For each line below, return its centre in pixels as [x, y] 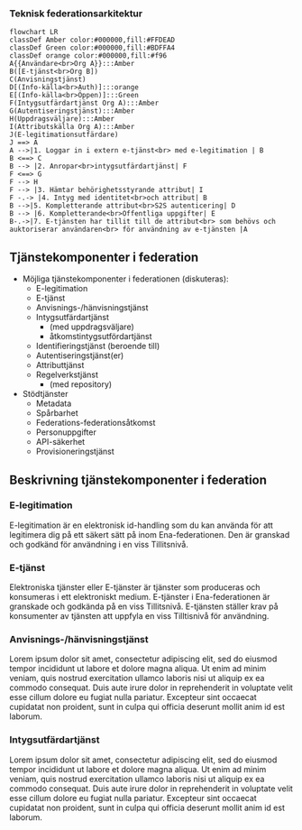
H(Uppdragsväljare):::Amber [62, 119]
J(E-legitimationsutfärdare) [64, 135]
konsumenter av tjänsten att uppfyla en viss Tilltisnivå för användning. [139, 616]
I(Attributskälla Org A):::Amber [72, 127]
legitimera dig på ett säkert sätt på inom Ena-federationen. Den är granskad [150, 534]
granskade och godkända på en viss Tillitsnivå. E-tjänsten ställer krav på [144, 606]
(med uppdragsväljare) [92, 327]
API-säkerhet [60, 442]
